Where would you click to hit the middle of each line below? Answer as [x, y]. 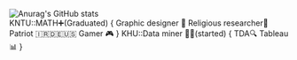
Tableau [274, 34]
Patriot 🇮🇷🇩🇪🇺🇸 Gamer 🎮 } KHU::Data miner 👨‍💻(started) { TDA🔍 [133, 34]
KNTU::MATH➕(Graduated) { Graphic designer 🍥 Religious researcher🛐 [139, 23]
